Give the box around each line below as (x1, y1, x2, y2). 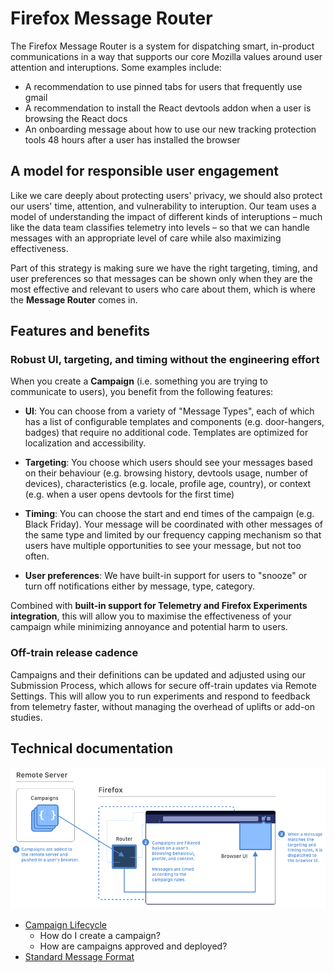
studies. (10, 711, 43, 723)
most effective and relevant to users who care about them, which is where (10, 283, 316, 295)
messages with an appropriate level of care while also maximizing (10, 232, 282, 244)
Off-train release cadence (10, 646, 139, 660)
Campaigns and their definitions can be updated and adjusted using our (10, 668, 307, 681)
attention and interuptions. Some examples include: (10, 61, 222, 73)
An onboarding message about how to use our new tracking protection (24, 123, 317, 135)
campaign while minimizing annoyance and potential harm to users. (10, 621, 288, 633)
